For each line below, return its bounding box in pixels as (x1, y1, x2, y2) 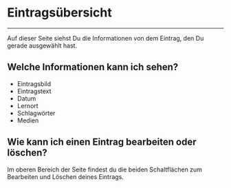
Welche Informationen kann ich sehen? (7, 61, 179, 73)
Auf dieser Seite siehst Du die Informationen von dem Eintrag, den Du (7, 34, 204, 42)
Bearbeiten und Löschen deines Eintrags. (7, 172, 124, 180)
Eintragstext (16, 87, 52, 95)
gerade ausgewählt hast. (7, 41, 78, 50)
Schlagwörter (16, 109, 56, 117)
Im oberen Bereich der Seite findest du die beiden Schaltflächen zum (7, 165, 203, 174)
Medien (16, 116, 39, 125)
